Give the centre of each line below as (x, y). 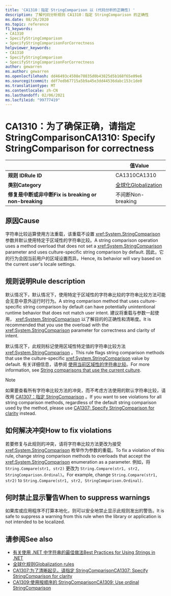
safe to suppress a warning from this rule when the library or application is (83, 517)
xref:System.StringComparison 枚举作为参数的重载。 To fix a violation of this (85, 450)
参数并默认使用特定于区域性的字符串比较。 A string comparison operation (82, 240)
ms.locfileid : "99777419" (33, 100)
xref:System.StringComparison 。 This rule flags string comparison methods (85, 352)
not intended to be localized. (35, 522)
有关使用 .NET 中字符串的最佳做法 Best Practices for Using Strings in (84, 552)
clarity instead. (21, 413)
